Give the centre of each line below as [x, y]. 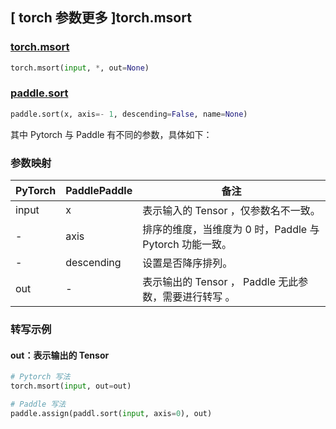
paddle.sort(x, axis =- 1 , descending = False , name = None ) [129, 114]
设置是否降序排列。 [187, 263]
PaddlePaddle [99, 191]
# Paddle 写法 [38, 404]
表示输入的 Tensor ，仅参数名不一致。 [231, 211]
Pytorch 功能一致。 [187, 245]
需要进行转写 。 [199, 297]
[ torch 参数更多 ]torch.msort [101, 18]
